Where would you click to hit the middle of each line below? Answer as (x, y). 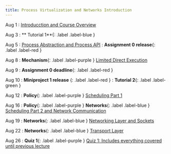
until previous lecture (28, 146)
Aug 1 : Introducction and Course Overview (51, 25)
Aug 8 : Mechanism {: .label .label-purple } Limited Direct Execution (77, 60)
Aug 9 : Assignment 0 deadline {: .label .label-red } (59, 70)
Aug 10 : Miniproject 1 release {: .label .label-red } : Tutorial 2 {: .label (78, 80)
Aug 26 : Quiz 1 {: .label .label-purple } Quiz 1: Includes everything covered (84, 140)
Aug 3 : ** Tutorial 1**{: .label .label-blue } (50, 34)
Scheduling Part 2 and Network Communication (56, 110)
